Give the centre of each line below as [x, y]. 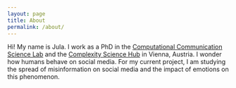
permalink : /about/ [36, 27]
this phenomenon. [33, 77]
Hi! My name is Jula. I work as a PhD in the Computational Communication [115, 47]
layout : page [26, 14]
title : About [26, 20]
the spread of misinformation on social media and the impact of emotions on [118, 69]
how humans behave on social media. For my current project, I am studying [117, 62]
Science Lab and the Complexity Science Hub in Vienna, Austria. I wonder [114, 54]
